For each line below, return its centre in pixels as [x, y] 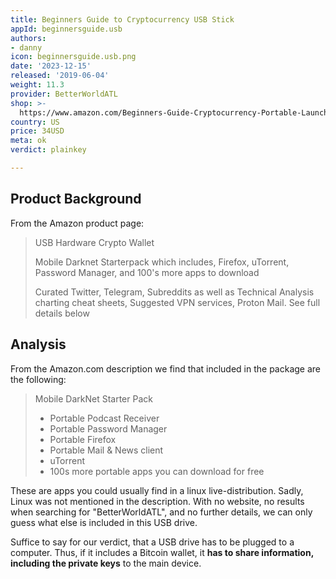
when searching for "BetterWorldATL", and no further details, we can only [161, 512]
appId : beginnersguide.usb [66, 29]
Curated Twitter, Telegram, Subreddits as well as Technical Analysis [174, 292]
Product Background [76, 199]
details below [62, 313]
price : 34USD [37, 131]
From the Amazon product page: [77, 223]
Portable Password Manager [108, 428]
